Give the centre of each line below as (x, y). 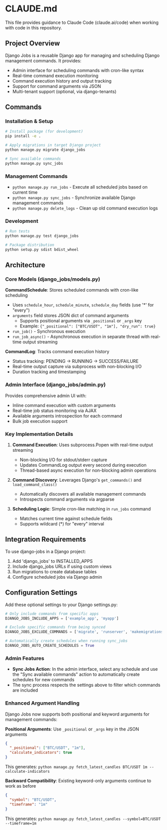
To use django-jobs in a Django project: (45, 551)
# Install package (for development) (44, 132)
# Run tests (17, 231)
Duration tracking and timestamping (49, 372)
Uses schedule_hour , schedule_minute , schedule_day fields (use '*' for (83, 305)
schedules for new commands (43, 680)
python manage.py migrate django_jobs (45, 150)
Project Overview (33, 44)
